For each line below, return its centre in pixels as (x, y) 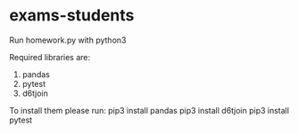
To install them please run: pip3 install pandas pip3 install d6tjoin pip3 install (149, 110)
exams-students (72, 16)
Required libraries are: (50, 57)
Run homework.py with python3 (68, 40)
